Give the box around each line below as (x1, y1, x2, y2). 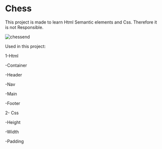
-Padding (5, 138, 24, 144)
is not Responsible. (5, 24, 44, 30)
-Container (5, 62, 27, 68)
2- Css (5, 110, 19, 116)
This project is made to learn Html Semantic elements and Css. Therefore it (5, 19, 157, 25)
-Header (5, 72, 23, 77)
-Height (5, 119, 21, 125)
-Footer (5, 100, 21, 106)
